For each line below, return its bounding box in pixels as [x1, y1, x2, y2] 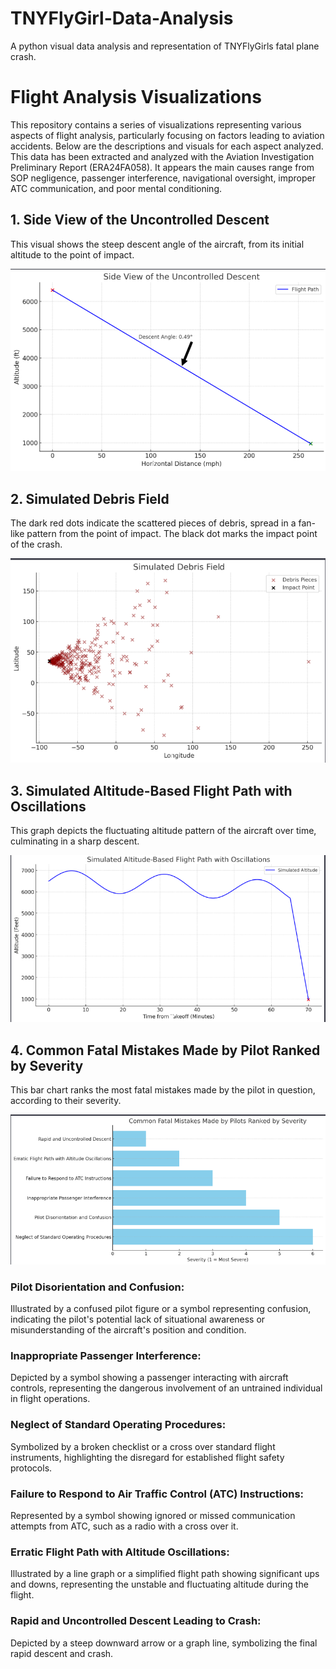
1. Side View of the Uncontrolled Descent [10, 212, 270, 229]
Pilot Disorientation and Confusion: [10, 1280, 185, 1294]
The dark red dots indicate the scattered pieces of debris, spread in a [10, 517, 297, 529]
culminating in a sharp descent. [10, 835, 140, 847]
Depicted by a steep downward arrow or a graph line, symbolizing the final [10, 1637, 318, 1649]
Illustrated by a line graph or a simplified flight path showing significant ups [10, 1568, 320, 1580]
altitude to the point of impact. [10, 248, 135, 261]
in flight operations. [10, 1393, 91, 1405]
